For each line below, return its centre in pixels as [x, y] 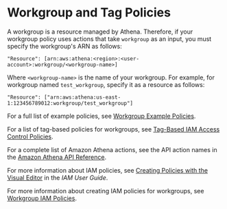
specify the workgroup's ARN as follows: [64, 46]
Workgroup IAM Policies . [42, 198]
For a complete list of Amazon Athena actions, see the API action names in [112, 149]
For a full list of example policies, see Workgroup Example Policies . [101, 116]
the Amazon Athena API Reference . [57, 157]
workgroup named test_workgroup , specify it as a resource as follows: [106, 84]
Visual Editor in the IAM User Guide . [58, 177]
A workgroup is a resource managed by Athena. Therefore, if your [100, 32]
